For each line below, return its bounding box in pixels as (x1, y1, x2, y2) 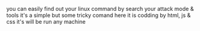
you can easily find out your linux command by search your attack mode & (6, 5, 194, 12)
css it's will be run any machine (6, 18, 86, 25)
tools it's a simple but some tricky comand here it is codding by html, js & (6, 12, 191, 19)
